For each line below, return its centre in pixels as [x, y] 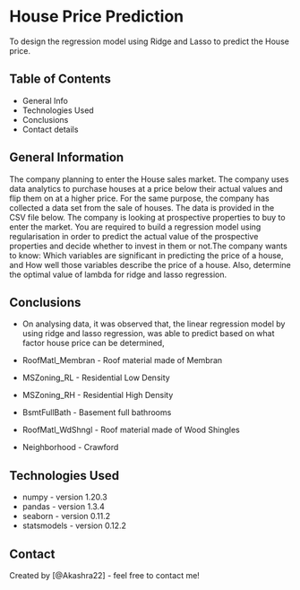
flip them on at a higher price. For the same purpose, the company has [140, 198]
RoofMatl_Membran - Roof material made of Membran [122, 360]
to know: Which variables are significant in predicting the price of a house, [146, 255]
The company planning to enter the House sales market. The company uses [149, 179]
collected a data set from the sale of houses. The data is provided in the [142, 207]
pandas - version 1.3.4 [63, 507]
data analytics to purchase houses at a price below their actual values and [146, 188]
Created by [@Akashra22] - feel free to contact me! [104, 575]
